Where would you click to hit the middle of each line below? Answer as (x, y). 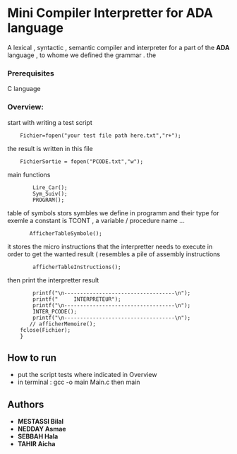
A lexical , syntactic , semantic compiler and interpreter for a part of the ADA (119, 47)
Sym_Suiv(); (50, 193)
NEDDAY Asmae (42, 429)
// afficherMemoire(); (63, 324)
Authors (26, 404)
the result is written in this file (50, 148)
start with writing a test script (50, 122)
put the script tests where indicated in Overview (87, 375)
